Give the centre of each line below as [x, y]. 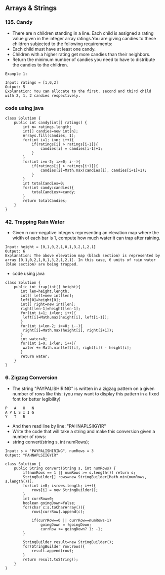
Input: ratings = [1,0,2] [32, 82]
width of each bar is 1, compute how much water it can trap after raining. [86, 238]
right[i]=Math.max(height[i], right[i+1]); [68, 330]
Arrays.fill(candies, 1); [50, 135]
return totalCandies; [45, 200]
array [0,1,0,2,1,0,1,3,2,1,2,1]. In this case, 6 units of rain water [80, 260]
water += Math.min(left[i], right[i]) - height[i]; [77, 348]
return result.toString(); [51, 559]
